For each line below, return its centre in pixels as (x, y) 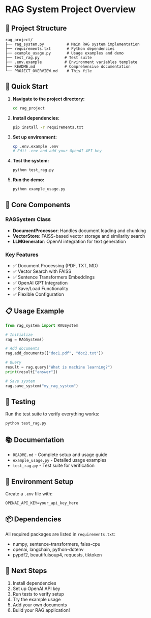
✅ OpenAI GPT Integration (40, 283)
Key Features (22, 255)
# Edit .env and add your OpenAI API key (57, 151)
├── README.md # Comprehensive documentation (68, 67)
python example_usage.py (39, 189)
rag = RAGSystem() (25, 340)
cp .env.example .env (35, 146)
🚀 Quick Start (27, 87)
